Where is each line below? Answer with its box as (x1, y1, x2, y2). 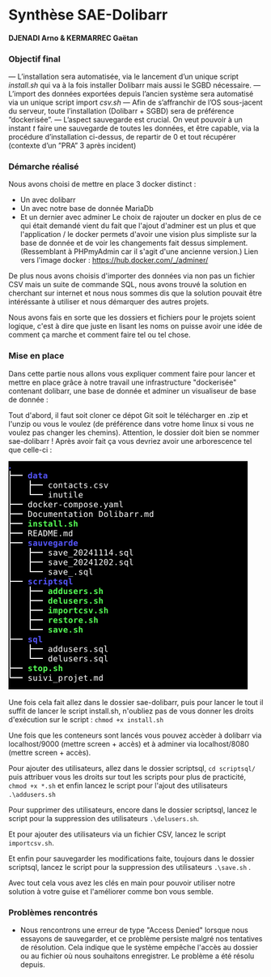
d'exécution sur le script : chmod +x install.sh (8, 714, 164, 724)
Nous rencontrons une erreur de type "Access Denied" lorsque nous (19, 925, 248, 935)
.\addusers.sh (8, 790, 57, 798)
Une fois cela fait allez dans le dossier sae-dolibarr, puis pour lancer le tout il (8, 697, 264, 707)
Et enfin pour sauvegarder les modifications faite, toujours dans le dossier (8, 854, 255, 863)
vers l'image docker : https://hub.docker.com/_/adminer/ (19, 256, 209, 265)
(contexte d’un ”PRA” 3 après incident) (8, 140, 137, 151)
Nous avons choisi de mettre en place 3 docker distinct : (8, 179, 197, 189)
